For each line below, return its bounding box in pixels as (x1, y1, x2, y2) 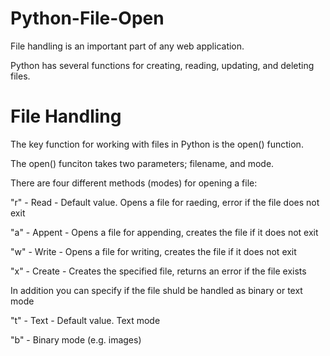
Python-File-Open (10, 7, 165, 30)
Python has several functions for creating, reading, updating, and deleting (10, 59, 315, 71)
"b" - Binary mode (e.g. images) (10, 333, 142, 346)
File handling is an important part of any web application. (10, 40, 245, 52)
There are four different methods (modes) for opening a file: (10, 177, 258, 189)
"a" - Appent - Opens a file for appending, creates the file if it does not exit (10, 226, 319, 238)
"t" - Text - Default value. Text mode (10, 314, 161, 326)
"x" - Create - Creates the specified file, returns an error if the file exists (10, 265, 307, 277)
